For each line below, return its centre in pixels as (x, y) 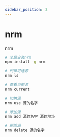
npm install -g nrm (25, 62)
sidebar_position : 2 (27, 10)
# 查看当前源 (17, 85)
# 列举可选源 (17, 71)
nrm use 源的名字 (22, 103)
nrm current (17, 89)
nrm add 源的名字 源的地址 (30, 117)
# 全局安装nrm (18, 57)
